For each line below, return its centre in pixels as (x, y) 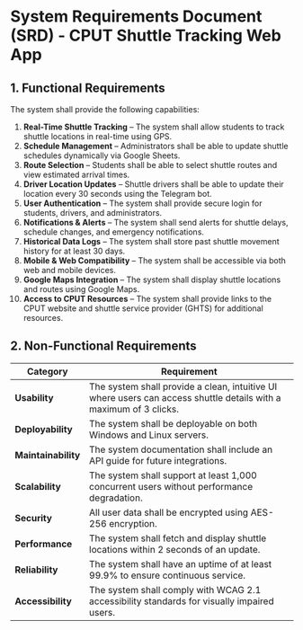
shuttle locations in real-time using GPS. (98, 136)
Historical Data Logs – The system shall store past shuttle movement (151, 241)
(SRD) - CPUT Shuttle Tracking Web (146, 35)
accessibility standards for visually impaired (182, 601)
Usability (34, 397)
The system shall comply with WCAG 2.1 (175, 590)
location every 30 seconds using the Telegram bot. (117, 194)
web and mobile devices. (69, 270)
